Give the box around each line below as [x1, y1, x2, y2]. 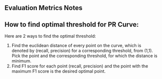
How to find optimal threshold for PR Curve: [4, 20, 139, 29]
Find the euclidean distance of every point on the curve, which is [11, 43, 142, 48]
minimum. [11, 58, 32, 64]
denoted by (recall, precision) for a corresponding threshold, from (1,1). [11, 48, 153, 54]
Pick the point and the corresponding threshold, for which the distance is [11, 53, 158, 59]
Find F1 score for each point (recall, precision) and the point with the [11, 63, 148, 69]
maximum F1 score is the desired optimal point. [11, 68, 106, 74]
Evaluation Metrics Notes [4, 4, 83, 12]
